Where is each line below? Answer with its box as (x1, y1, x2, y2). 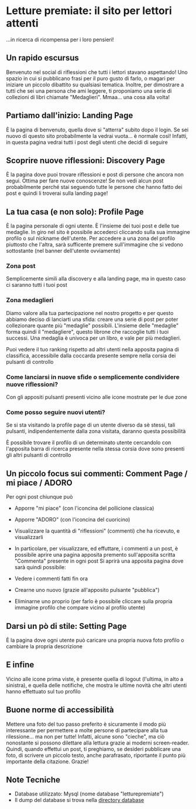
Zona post (6, 262, 36, 270)
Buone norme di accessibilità (6, 705, 114, 715)
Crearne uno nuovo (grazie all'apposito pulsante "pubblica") (14, 587, 160, 594)
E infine (6, 660, 35, 670)
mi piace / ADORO (6, 478, 73, 488)
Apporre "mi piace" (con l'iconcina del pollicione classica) (14, 505, 154, 512)
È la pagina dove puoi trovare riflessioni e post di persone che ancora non (6, 171, 184, 178)
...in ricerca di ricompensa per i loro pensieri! (6, 36, 114, 43)
